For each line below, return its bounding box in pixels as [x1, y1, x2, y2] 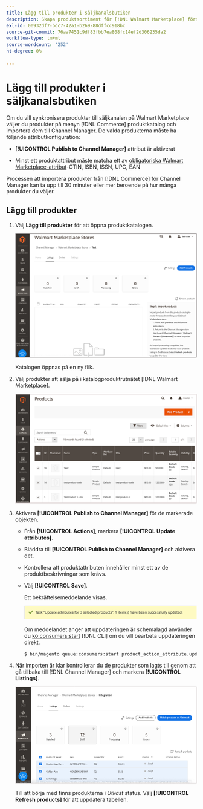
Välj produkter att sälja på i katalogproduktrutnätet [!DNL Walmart [14, 375, 178, 382]
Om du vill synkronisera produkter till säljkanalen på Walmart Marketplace [6, 114, 190, 121]
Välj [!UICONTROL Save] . [24, 582, 88, 590]
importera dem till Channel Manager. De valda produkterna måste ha [6, 127, 177, 134]
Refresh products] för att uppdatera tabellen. [14, 796, 129, 803]
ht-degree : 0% [6, 48, 42, 54]
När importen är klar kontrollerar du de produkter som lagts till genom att [14, 662, 196, 669]
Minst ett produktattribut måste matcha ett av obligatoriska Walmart [14, 157, 184, 164]
